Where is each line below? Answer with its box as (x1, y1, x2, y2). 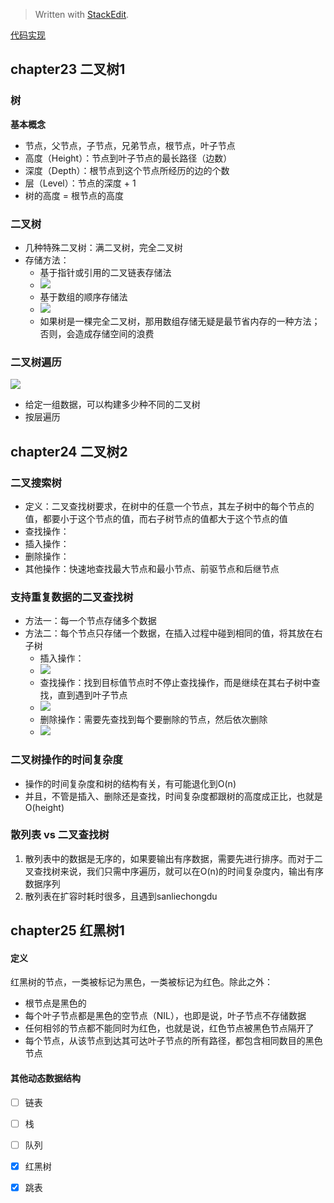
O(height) (24, 801, 65, 813)
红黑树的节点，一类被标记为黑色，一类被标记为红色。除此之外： (10, 976, 273, 988)
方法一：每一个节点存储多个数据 (24, 615, 157, 627)
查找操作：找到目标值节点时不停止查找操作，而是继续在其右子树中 (39, 677, 312, 689)
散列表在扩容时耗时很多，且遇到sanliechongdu (24, 890, 218, 902)
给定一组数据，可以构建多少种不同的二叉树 (24, 399, 201, 411)
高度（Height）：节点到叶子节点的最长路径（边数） (24, 152, 233, 164)
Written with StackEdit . (34, 9, 130, 20)
